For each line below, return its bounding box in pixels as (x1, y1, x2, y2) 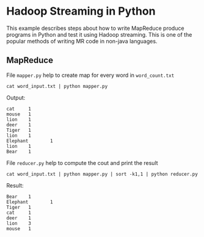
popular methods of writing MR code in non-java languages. (6, 37, 158, 45)
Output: (6, 93, 26, 101)
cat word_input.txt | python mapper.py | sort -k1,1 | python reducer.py (6, 171, 199, 177)
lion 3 (6, 220, 32, 227)
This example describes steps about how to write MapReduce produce (6, 24, 184, 32)
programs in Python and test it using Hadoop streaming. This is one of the (6, 31, 192, 38)
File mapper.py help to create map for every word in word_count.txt (6, 71, 175, 79)
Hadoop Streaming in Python (6, 4, 156, 18)
